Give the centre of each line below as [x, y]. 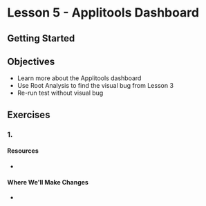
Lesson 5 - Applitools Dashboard [103, 13]
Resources [23, 151]
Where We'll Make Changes [48, 182]
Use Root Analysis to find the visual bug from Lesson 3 [95, 86]
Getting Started [41, 38]
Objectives [31, 61]
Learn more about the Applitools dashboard [79, 78]
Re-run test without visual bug [60, 93]
